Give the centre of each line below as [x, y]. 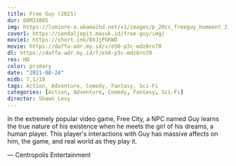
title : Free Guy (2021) [42, 14]
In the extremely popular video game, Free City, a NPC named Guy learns [113, 119]
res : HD [19, 60]
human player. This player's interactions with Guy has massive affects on [113, 134]
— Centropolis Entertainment [49, 155]
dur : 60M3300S [28, 20]
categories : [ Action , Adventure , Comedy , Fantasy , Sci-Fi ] [96, 92]
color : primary [29, 66]
